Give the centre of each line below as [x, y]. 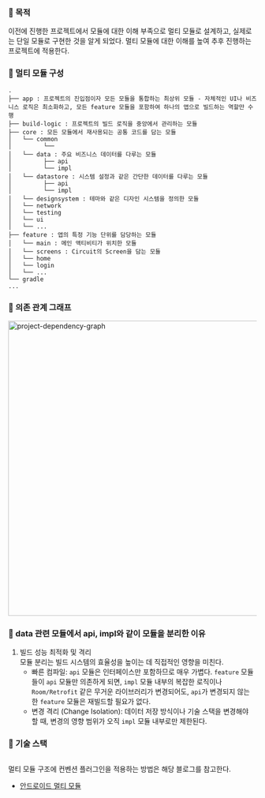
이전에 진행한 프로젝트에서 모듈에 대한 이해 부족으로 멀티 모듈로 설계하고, [119, 31]
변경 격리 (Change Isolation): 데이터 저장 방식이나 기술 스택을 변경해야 [140, 711]
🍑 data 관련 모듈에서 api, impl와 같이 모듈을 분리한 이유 [107, 633]
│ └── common [33, 139]
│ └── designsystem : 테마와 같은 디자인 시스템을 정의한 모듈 [104, 199]
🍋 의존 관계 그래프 [40, 307]
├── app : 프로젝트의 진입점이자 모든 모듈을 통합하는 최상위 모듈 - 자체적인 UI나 [125, 99]
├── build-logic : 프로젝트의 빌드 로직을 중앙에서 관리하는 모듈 [103, 124]
